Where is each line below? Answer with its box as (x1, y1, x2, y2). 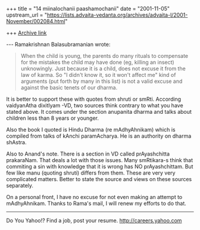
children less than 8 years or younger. (6, 114, 99, 122)
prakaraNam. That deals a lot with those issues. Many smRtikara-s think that (6, 157, 193, 163)
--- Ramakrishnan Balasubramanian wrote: (6, 41, 111, 48)
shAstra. (6, 139, 27, 145)
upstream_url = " (6, 11, 48, 18)
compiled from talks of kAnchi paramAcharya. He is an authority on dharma (6, 132, 192, 139)
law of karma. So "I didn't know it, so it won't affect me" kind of (20, 72, 176, 78)
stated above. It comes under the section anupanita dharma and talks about (6, 108, 192, 115)
